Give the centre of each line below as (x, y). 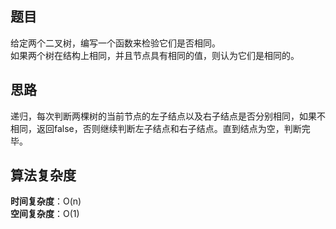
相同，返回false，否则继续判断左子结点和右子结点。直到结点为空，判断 (156, 128)
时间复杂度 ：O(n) (46, 201)
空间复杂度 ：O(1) (45, 214)
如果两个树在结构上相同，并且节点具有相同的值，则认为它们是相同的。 (155, 55)
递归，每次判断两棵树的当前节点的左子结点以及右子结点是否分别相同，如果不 (168, 116)
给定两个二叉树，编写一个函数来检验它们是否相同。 (115, 43)
